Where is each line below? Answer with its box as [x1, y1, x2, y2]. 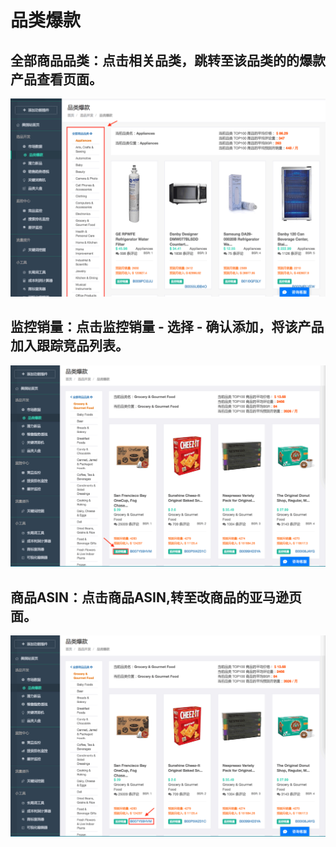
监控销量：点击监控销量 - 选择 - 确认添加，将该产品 [10, 319, 325, 336]
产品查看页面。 [10, 71, 103, 88]
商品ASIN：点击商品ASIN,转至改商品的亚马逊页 [10, 589, 303, 606]
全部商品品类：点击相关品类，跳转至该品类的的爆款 [10, 52, 326, 69]
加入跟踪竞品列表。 [10, 337, 129, 355]
